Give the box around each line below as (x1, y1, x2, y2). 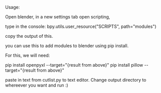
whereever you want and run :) (5, 82, 68, 88)
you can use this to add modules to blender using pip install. (5, 43, 129, 49)
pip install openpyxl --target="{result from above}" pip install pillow (5, 62, 144, 68)
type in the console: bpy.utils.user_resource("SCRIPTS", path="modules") (5, 23, 157, 29)
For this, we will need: (5, 52, 50, 58)
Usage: (5, 4, 20, 10)
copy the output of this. (5, 33, 53, 39)
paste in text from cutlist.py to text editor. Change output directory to (5, 77, 147, 83)
